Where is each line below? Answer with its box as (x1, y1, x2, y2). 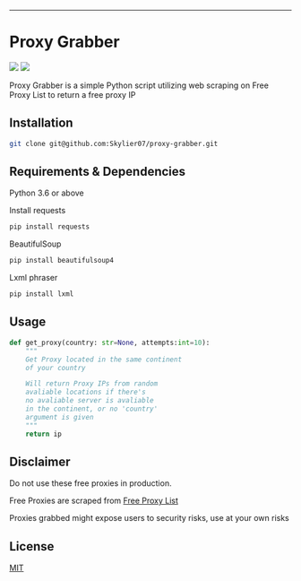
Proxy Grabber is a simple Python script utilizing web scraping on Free (9, 80, 269, 91)
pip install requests (9, 222, 90, 231)
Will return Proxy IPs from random (25, 379, 159, 388)
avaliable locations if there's (25, 387, 146, 397)
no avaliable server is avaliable (25, 396, 154, 405)
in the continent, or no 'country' (25, 404, 159, 413)
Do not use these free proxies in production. (9, 478, 172, 489)
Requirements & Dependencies (9, 164, 186, 179)
